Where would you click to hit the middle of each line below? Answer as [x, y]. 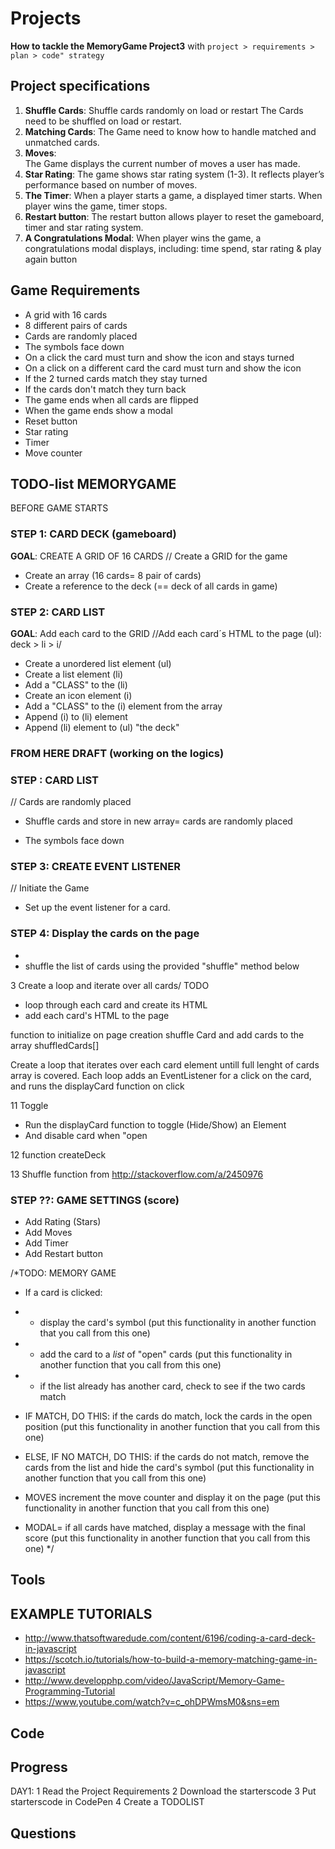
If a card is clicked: [63, 1293]
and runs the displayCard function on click [97, 1086]
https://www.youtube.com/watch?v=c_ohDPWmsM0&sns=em [152, 1702]
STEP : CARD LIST [54, 780]
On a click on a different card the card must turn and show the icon [163, 368]
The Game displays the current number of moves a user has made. [162, 163]
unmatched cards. [62, 142]
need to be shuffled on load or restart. [103, 121]
